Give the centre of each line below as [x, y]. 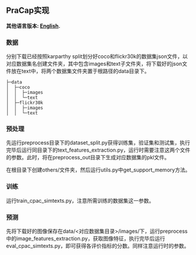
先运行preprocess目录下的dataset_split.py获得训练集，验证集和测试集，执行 [98, 143]
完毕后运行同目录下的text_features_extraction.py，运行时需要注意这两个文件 [98, 150]
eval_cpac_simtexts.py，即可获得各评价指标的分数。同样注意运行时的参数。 [98, 246]
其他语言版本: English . [33, 26]
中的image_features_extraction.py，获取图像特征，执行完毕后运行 [86, 239]
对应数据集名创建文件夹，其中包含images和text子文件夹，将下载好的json [94, 64]
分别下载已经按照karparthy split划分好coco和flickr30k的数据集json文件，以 [97, 56]
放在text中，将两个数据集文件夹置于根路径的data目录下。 [80, 71]
